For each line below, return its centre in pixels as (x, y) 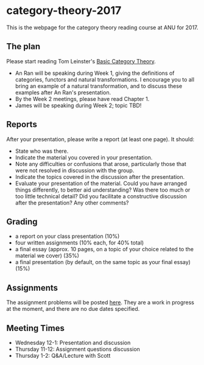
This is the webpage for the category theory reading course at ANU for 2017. (102, 27)
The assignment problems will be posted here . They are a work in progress (100, 302)
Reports (22, 124)
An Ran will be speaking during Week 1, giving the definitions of (95, 73)
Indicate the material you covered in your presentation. (84, 157)
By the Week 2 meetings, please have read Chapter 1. (82, 99)
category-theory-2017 (64, 11)
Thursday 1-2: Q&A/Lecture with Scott (63, 356)
